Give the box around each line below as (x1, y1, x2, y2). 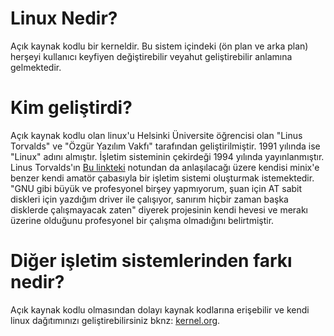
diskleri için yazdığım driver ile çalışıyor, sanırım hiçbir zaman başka (10, 193, 289, 205)
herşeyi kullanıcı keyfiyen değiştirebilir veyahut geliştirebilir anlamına (10, 50, 293, 62)
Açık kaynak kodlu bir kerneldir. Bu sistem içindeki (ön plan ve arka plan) (10, 40, 309, 52)
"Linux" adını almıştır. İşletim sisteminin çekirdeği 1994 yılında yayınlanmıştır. (10, 150, 325, 162)
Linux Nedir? (10, 7, 118, 30)
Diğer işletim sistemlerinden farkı (10, 250, 293, 272)
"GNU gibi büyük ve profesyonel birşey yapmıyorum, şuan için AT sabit (10, 182, 303, 194)
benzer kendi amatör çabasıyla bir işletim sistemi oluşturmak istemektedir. (10, 172, 315, 184)
